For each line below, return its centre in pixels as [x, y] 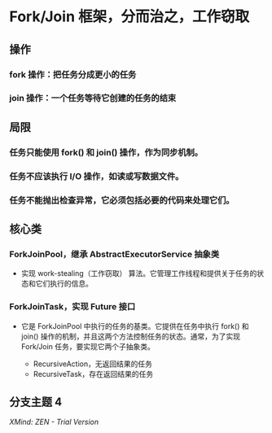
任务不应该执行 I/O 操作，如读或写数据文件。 [97, 176]
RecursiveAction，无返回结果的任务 [93, 364]
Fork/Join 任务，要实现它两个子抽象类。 [88, 346]
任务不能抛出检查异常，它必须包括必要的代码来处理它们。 [122, 200]
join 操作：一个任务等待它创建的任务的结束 [93, 98]
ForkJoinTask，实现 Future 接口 [72, 307]
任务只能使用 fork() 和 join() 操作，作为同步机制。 [106, 152]
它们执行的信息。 [64, 284]
